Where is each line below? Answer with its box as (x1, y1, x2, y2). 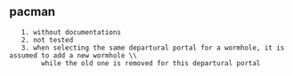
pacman (9, 4, 56, 19)
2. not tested (20, 35, 74, 44)
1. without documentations (20, 27, 122, 36)
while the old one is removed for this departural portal (41, 58, 261, 67)
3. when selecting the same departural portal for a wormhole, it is (20, 43, 285, 52)
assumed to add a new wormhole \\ (9, 50, 138, 60)
